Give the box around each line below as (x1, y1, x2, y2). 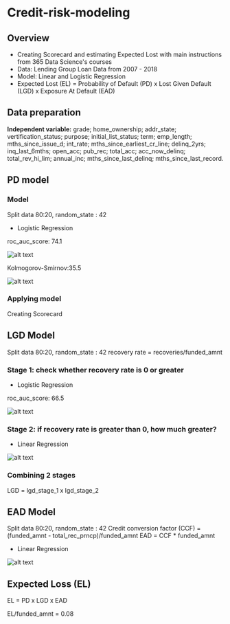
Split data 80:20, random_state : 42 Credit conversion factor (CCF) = (7, 524, 201, 533)
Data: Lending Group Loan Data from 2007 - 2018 (16, 65, 158, 73)
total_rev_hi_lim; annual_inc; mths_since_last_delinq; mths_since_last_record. (7, 154, 224, 162)
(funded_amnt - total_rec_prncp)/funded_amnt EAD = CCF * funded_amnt (7, 531, 216, 540)
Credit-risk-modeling (7, 5, 130, 21)
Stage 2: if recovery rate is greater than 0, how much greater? (7, 424, 218, 434)
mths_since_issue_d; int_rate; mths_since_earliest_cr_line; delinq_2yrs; (7, 140, 206, 148)
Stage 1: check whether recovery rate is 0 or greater (7, 365, 184, 375)
